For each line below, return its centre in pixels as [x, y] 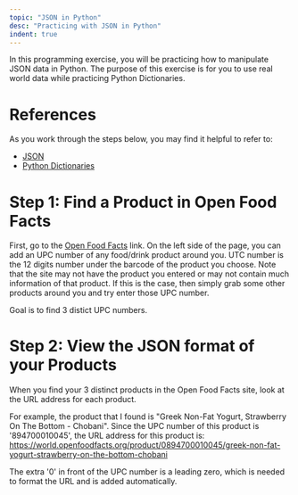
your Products [63, 365]
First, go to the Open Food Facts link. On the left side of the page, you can [145, 245]
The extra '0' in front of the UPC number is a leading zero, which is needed [147, 472]
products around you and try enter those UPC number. [109, 293]
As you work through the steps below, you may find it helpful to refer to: [141, 139]
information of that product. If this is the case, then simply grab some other [147, 284]
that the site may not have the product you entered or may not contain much [149, 274]
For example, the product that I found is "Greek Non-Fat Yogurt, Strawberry [148, 417]
